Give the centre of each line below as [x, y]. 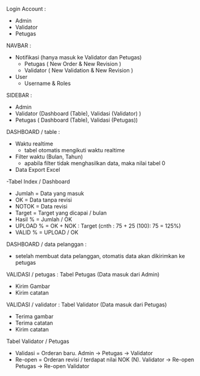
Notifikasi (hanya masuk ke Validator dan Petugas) [78, 57]
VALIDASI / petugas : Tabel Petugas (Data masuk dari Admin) [83, 274]
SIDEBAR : [19, 95]
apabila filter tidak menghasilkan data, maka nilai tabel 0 [95, 163]
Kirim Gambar [33, 286]
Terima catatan [34, 323]
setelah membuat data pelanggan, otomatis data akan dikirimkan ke [100, 256]
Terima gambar [34, 316]
